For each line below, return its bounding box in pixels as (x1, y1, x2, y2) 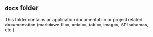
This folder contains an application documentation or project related (5, 16, 143, 22)
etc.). (5, 26, 16, 33)
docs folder (5, 4, 39, 12)
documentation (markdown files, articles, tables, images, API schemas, (5, 22, 149, 27)
